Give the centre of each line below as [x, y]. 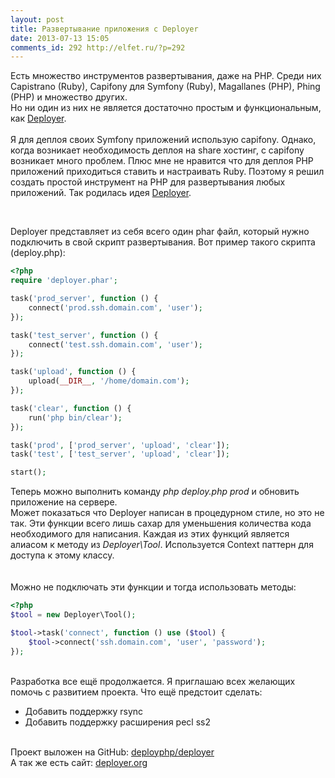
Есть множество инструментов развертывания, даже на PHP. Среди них [166, 76]
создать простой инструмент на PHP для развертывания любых [148, 182]
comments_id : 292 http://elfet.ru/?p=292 [98, 47]
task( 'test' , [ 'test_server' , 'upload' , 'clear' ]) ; [120, 454]
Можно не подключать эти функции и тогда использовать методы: [153, 587]
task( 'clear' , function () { [71, 408]
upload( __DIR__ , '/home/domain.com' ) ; [109, 381]
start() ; [28, 472]
